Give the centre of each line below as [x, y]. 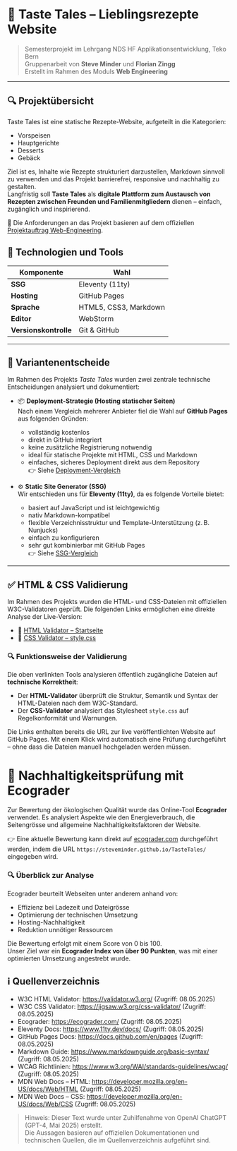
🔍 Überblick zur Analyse [51, 876]
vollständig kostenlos [59, 433]
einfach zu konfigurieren [64, 538]
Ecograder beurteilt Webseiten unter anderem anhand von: [93, 893]
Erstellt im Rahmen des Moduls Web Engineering [96, 71]
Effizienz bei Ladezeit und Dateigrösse [73, 907]
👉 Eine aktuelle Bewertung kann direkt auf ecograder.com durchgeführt [113, 839]
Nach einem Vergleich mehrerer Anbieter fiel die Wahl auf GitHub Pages [122, 411]
